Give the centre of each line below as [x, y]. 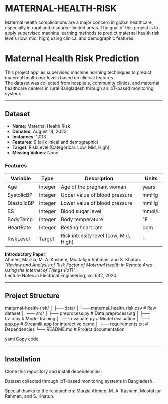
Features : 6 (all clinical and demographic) [55, 142]
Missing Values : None [35, 152]
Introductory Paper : [26, 254]
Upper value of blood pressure [97, 195]
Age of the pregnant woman [94, 187]
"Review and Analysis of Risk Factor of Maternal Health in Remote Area [79, 265]
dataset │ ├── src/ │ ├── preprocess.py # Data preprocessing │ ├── [77, 313]
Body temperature [82, 219]
